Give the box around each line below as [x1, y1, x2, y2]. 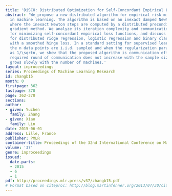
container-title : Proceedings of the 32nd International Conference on [5, 140, 161, 145]
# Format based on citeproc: [5, 183, 68, 188]
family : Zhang [10, 112, 40, 117]
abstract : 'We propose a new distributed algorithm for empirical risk [5, 12, 161, 17]
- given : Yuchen [5, 107, 40, 112]
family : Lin [10, 121, 36, 127]
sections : [5, 97, 27, 103]
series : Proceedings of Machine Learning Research [5, 69, 116, 75]
